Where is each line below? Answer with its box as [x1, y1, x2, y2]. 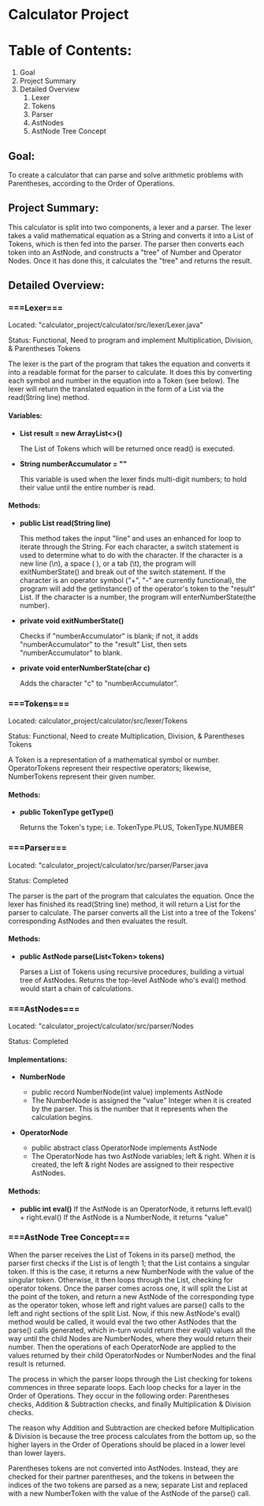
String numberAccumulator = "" [19, 459, 128, 469]
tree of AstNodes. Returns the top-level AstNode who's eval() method [19, 975, 246, 985]
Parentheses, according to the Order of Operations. [8, 178, 175, 188]
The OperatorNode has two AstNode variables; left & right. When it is [31, 1152, 256, 1161]
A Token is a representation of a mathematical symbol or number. [8, 755, 221, 764]
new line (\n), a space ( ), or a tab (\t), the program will [19, 559, 196, 568]
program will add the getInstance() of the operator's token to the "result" [19, 584, 256, 593]
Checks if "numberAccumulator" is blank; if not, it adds [19, 631, 199, 641]
